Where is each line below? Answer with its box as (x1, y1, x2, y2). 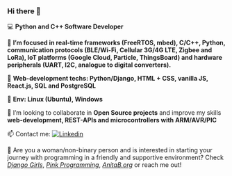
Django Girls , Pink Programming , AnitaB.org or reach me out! (7, 161, 182, 169)
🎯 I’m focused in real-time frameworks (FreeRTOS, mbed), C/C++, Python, (7, 38, 226, 47)
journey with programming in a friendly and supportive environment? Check (7, 153, 224, 162)
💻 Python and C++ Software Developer (7, 22, 124, 31)
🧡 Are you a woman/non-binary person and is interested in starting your (7, 146, 213, 154)
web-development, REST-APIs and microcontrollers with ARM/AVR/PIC (7, 116, 217, 125)
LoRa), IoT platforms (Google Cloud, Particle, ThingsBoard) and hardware (7, 54, 222, 62)
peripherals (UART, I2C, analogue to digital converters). (7, 61, 172, 69)
